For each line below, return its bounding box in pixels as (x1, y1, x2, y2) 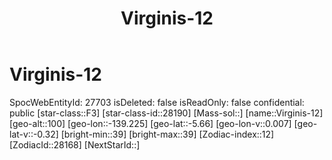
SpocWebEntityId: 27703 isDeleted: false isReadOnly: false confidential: (9, 96, 305, 108)
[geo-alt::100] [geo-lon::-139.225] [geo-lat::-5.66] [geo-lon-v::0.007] (9, 117, 292, 129)
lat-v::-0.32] (9, 128, 59, 140)
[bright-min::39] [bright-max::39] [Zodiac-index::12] (60, 128, 275, 140)
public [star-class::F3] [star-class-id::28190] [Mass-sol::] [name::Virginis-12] (9, 107, 324, 119)
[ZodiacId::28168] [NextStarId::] (9, 138, 141, 151)
